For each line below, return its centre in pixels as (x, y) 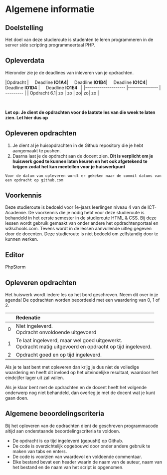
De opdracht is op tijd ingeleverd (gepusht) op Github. (68, 441)
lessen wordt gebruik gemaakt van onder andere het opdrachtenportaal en (82, 223)
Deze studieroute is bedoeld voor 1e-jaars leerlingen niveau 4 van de (76, 207)
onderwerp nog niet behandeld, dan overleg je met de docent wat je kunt (80, 393)
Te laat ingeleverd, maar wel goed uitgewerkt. (69, 341)
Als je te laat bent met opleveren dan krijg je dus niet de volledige (72, 367)
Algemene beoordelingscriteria (55, 414)
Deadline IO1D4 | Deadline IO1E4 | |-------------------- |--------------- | (83, 87)
